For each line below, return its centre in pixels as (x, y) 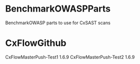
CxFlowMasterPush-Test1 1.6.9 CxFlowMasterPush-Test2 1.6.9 (70, 57)
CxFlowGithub (36, 43)
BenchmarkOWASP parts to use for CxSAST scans (58, 23)
